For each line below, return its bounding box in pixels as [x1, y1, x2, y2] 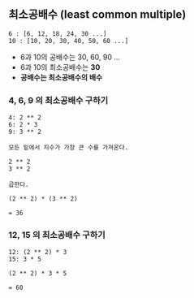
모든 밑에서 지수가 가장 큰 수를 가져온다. [8, 144, 129, 152]
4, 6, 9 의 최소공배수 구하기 [8, 94, 109, 106]
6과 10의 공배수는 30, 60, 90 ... [19, 52, 120, 62]
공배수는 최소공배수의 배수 [19, 72, 103, 82]
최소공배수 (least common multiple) [8, 7, 187, 22]
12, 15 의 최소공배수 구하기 [8, 230, 106, 241]
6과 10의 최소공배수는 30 [19, 62, 101, 71]
